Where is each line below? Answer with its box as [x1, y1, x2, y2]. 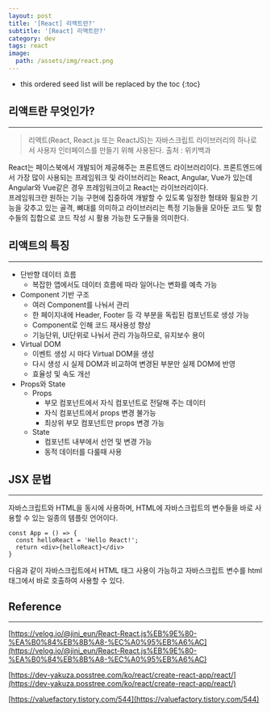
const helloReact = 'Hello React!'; [15, 537, 139, 545]
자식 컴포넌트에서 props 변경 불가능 [44, 407, 156, 417]
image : [8, 49, 31, 57]
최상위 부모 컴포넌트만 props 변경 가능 [44, 418, 165, 428]
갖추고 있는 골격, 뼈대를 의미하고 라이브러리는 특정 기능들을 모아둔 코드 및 [23, 203, 254, 213]
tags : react [8, 42, 48, 50]
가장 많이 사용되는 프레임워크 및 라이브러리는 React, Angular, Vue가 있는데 [16, 172, 252, 182]
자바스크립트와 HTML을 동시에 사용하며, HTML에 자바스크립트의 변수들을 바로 [8, 503, 254, 513]
